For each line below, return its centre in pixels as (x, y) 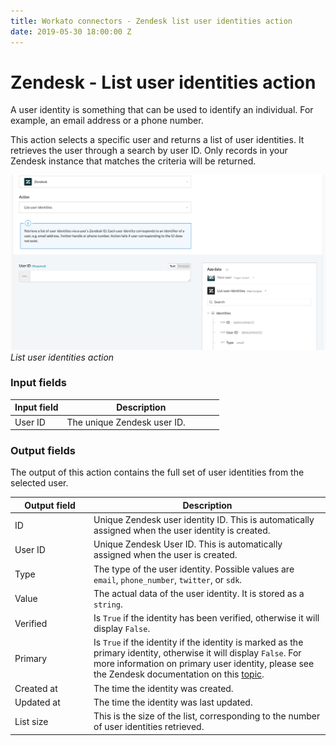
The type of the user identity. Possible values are (194, 569)
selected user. (39, 483)
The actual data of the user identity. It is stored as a (199, 593)
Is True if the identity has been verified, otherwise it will (206, 618)
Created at (36, 688)
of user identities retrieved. (149, 727)
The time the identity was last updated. (173, 702)
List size (31, 721)
